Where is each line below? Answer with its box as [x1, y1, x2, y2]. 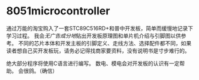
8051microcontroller [6, 4, 110, 18]
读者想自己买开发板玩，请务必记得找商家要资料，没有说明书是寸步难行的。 [6, 47, 190, 54]
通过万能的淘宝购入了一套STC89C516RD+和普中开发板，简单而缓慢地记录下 [6, 24, 194, 32]
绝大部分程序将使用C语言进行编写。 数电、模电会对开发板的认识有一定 [6, 60, 180, 67]
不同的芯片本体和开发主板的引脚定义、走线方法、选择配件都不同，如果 [17, 39, 192, 47]
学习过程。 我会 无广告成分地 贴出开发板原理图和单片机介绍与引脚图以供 [6, 32, 181, 39]
